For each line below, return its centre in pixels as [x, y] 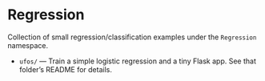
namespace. [28, 45]
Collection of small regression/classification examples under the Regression [132, 37]
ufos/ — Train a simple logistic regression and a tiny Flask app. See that [138, 61]
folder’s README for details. [66, 69]
